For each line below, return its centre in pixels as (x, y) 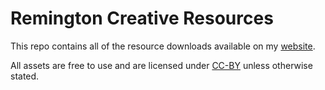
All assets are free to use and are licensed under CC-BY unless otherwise (161, 65)
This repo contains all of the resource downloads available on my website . (163, 46)
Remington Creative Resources (142, 18)
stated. (25, 76)
